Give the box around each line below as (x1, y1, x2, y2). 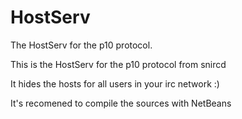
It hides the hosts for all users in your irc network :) (10, 77, 220, 90)
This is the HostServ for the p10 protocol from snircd (10, 58, 227, 70)
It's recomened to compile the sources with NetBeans (10, 97, 232, 109)
